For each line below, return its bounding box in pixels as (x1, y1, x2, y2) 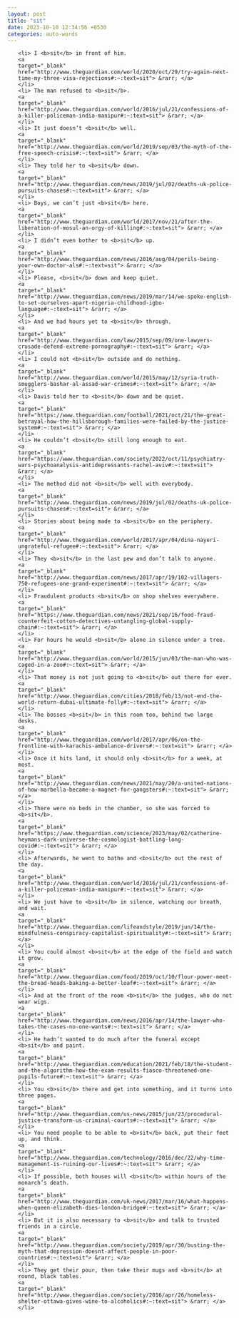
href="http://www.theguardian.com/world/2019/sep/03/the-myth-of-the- (17, 143, 233, 150)
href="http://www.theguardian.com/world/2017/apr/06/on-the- (17, 736, 204, 744)
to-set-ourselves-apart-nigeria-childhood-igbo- (17, 300, 166, 307)
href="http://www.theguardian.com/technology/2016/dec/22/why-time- (17, 1155, 226, 1162)
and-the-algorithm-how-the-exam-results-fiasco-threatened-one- (17, 1067, 213, 1074)
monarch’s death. (17, 1180, 70, 1187)
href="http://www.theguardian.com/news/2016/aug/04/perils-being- (17, 256, 220, 263)
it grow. (17, 955, 44, 962)
